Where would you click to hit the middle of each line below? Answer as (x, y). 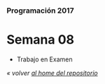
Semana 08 (41, 40)
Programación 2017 (40, 11)
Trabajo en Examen (44, 59)
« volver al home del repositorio (52, 73)
